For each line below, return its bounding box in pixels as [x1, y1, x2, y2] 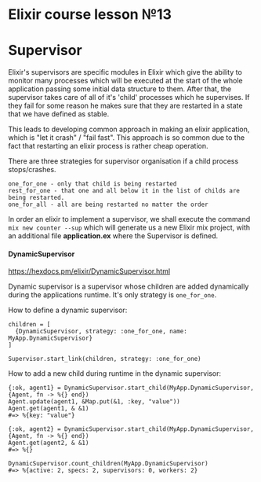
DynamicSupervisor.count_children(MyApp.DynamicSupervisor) [8, 460, 209, 468]
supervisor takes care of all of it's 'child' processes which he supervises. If [8, 93, 250, 102]
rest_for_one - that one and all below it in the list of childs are [8, 187, 241, 195]
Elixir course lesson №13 [8, 6, 172, 24]
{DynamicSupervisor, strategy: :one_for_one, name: [15, 328, 188, 336]
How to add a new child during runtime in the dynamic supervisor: [8, 369, 222, 378]
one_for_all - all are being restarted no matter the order [8, 201, 209, 209]
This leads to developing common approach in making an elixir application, [8, 124, 250, 134]
